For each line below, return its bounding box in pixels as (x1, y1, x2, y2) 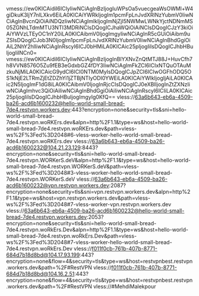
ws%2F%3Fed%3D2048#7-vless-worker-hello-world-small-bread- (6, 239, 172, 245)
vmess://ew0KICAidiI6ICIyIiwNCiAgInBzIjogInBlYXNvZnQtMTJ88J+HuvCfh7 (6, 56, 193, 62)
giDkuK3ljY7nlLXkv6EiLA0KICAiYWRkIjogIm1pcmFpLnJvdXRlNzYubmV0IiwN (6, 11, 194, 18)
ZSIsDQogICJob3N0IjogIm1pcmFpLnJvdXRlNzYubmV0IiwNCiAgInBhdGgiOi (6, 37, 191, 43)
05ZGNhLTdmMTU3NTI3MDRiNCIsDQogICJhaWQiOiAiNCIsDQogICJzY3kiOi (6, 24, 193, 31)
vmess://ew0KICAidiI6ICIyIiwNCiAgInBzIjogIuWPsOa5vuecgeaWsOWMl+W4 (6, 5, 194, 12)
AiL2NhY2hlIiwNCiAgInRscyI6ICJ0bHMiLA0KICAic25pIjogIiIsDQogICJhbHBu (6, 43, 194, 50)
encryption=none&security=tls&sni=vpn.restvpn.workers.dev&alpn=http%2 (6, 188, 191, 195)
